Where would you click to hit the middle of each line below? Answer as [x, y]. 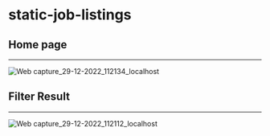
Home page [38, 45]
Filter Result [39, 97]
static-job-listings [70, 15]
